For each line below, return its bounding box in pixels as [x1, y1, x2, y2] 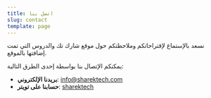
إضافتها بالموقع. [7, 49, 47, 57]
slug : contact [7, 16, 48, 23]
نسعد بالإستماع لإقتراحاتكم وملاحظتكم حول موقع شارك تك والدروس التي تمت [7, 42, 205, 50]
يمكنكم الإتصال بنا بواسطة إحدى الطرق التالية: [7, 62, 124, 71]
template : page [7, 23, 51, 29]
